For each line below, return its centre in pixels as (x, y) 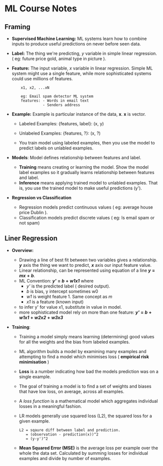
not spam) (29, 223)
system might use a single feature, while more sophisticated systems (81, 73)
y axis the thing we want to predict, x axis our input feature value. (85, 265)
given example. (34, 421)
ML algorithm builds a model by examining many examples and (83, 351)
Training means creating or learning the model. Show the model (84, 167)
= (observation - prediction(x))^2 (62, 434)
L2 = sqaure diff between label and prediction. (70, 430)
